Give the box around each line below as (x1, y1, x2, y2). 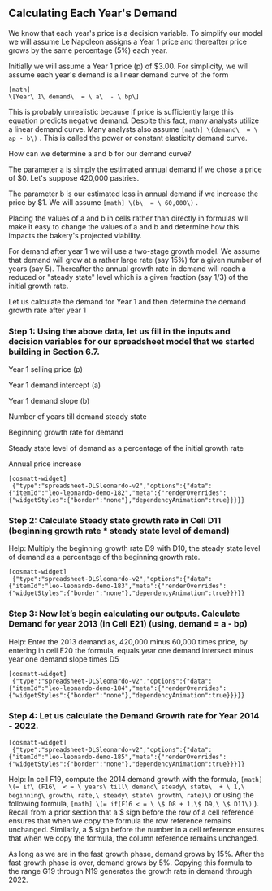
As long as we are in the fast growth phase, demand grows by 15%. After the (8, 850, 265, 858)
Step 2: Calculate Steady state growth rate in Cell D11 (8, 515, 222, 526)
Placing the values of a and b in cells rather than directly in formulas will (8, 213, 249, 223)
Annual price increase (8, 459, 82, 469)
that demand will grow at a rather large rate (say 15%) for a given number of (8, 255, 262, 264)
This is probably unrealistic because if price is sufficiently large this (8, 107, 234, 116)
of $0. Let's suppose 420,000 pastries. (8, 173, 140, 182)
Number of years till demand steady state (8, 412, 148, 421)
